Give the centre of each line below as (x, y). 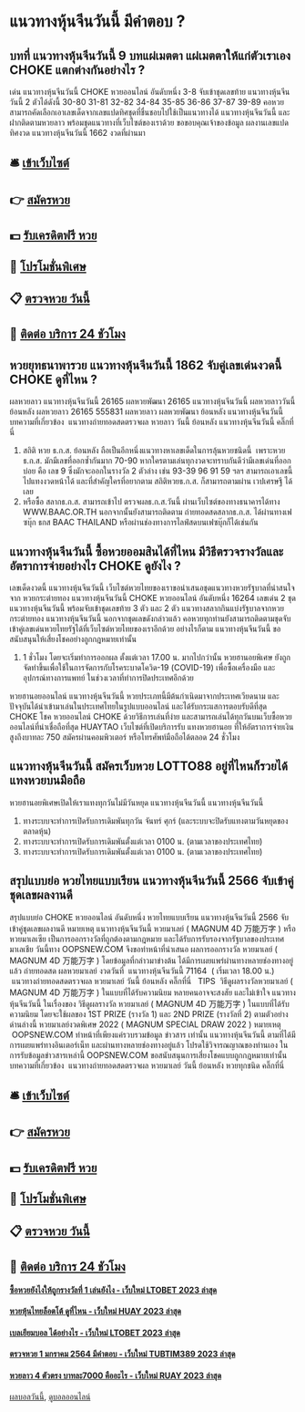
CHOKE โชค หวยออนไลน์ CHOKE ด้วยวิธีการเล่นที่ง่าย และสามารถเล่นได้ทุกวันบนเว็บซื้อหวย (151, 716)
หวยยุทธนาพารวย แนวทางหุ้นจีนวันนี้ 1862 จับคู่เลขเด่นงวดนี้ (146, 365)
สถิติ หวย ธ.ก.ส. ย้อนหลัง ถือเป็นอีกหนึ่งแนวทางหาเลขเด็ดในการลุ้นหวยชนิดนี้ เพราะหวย (154, 451)
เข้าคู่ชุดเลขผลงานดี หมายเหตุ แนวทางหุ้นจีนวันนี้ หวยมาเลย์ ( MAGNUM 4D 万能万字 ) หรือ (152, 929)
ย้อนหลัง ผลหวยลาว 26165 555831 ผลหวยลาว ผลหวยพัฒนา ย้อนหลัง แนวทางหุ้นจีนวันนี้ (147, 411)
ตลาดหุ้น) (37, 831)
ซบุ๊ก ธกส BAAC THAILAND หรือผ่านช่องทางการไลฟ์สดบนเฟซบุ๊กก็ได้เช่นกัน (140, 523)
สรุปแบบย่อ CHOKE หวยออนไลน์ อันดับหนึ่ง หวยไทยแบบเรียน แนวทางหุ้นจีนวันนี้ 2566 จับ (149, 917)
